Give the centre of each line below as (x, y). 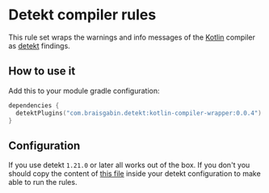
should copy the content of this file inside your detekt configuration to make (134, 174)
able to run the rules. (43, 183)
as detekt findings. (39, 45)
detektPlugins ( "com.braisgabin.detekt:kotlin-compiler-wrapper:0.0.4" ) (139, 113)
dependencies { (34, 105)
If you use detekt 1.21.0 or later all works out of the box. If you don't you (129, 165)
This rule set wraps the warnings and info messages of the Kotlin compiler (132, 37)
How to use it (42, 71)
